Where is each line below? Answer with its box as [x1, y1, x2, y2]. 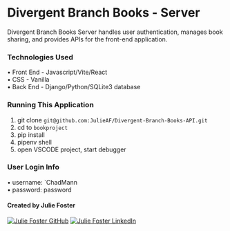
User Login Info [7, 163, 60, 172]
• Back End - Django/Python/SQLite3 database [7, 83, 141, 91]
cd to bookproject [17, 123, 68, 131]
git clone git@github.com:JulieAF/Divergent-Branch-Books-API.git [17, 115, 208, 124]
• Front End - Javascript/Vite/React [7, 68, 108, 77]
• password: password [7, 185, 72, 194]
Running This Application [7, 100, 95, 110]
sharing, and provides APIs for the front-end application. [7, 35, 168, 43]
